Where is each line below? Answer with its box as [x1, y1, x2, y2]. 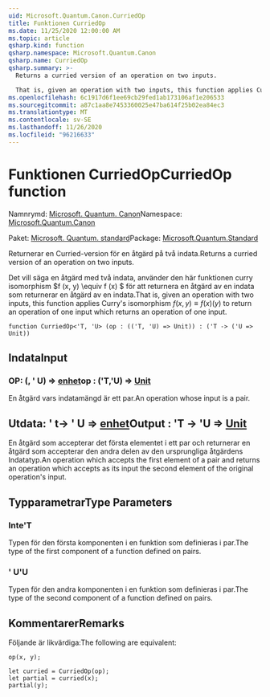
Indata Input [8, 351, 68, 365]
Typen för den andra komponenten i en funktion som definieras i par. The [8, 585, 249, 594]
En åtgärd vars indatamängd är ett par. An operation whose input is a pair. [8, 393, 251, 403]
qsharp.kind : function [8, 42, 84, 50]
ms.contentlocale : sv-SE [8, 116, 92, 124]
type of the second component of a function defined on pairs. [8, 593, 213, 603]
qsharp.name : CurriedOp [8, 57, 88, 65]
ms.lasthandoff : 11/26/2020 [8, 124, 103, 132]
